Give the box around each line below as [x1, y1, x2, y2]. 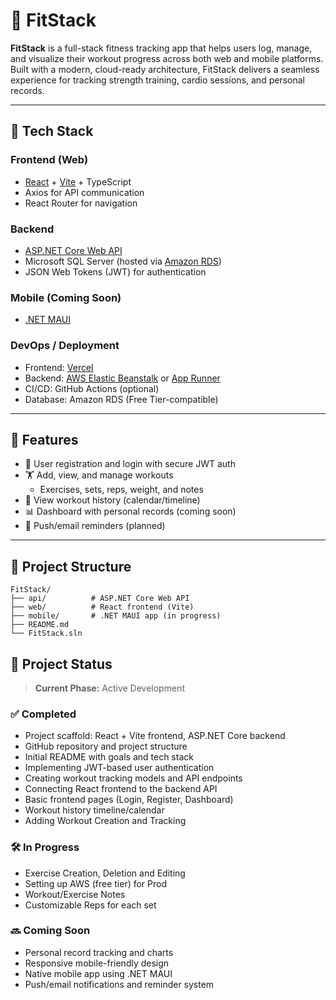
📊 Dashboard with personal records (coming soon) [24, 505, 237, 518]
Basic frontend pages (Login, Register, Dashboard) [24, 794, 234, 806]
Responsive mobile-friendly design [24, 957, 170, 969]
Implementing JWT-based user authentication [24, 762, 215, 774]
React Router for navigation [24, 197, 138, 209]
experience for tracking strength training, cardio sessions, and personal [10, 74, 305, 86]
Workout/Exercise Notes [24, 888, 126, 900]
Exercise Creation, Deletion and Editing [24, 867, 186, 879]
